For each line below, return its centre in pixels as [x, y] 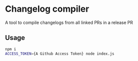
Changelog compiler [47, 9]
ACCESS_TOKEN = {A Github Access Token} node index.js [60, 54]
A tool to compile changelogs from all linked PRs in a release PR [69, 22]
